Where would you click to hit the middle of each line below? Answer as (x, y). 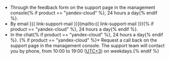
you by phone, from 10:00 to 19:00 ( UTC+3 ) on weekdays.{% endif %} (84, 51)
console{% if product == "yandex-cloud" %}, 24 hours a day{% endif (84, 13)
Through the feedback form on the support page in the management (83, 7)
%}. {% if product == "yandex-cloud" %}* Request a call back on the (84, 40)
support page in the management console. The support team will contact (87, 45)
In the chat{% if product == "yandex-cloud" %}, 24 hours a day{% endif (87, 35)
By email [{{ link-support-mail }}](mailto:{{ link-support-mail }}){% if (82, 24)
